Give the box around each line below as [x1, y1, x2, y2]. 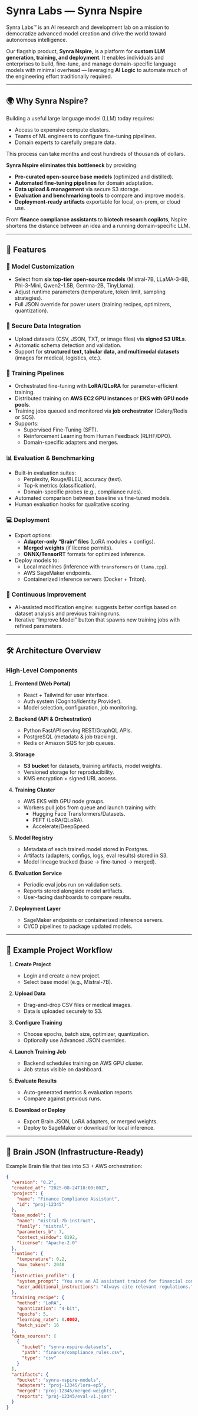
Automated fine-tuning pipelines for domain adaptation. [14, 179, 153, 187]
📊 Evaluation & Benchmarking [6, 453, 95, 462]
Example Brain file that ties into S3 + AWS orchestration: [6, 1163, 143, 1170]
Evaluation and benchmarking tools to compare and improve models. [14, 192, 186, 199]
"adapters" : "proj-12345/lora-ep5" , [16, 1382, 107, 1388]
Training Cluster [14, 786, 55, 793]
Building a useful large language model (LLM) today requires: [6, 115, 154, 122]
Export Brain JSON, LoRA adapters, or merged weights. [23, 1118, 158, 1125]
